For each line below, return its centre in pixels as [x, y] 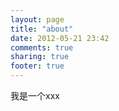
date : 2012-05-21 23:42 [60, 38]
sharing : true [40, 57]
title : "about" [42, 29]
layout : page [37, 19]
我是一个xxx [35, 95]
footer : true [37, 66]
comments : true [42, 47]
